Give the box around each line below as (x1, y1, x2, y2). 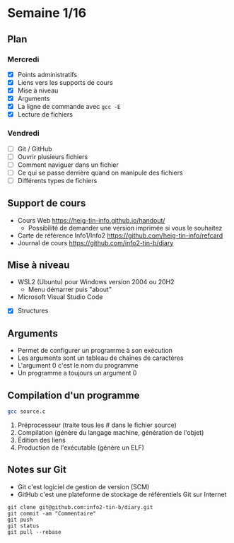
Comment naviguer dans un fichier (17, 160, 119, 169)
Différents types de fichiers (17, 176, 98, 185)
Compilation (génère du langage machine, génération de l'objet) (17, 428, 204, 437)
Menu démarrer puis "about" (28, 285, 112, 294)
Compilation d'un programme (7, 389, 140, 401)
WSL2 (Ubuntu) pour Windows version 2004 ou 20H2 (17, 278, 175, 286)
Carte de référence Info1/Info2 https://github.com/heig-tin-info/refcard (17, 231, 223, 240)
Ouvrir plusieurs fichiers (17, 152, 88, 160)
